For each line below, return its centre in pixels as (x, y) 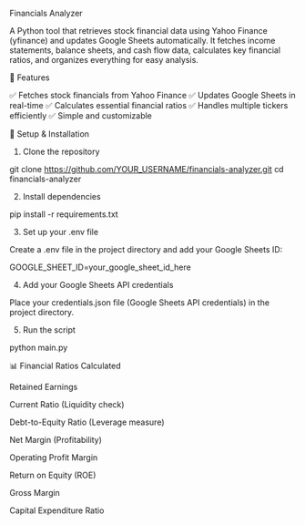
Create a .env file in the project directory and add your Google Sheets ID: (146, 249)
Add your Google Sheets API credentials (98, 285)
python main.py (39, 347)
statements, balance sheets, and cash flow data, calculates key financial (145, 50)
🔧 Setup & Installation (49, 134)
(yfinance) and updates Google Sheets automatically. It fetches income (142, 41)
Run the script (49, 330)
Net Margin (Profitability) (56, 440)
